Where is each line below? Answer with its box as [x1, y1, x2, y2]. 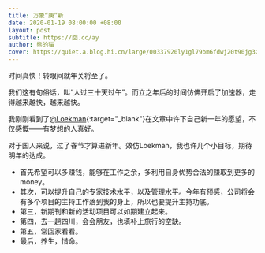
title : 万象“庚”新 [8, 11, 65, 20]
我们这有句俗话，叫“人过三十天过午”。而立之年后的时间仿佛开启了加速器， [8, 87, 250, 97]
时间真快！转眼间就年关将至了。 [8, 71, 112, 80]
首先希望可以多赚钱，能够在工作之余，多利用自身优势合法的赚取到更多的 [19, 167, 255, 177]
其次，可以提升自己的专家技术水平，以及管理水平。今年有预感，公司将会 [19, 187, 255, 196]
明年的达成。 [8, 151, 50, 160]
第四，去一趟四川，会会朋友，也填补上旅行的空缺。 [19, 217, 186, 225]
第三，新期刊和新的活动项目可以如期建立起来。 [19, 206, 172, 216]
